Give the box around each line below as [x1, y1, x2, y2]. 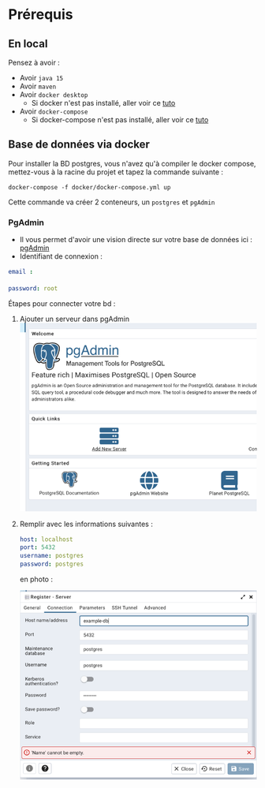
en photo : [19, 574, 54, 584]
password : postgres [19, 560, 84, 569]
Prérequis [8, 6, 73, 24]
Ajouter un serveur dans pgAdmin [19, 314, 130, 323]
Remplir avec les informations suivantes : [19, 519, 154, 528]
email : [8, 268, 34, 276]
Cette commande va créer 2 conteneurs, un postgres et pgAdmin [8, 197, 215, 207]
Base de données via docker [8, 138, 150, 151]
